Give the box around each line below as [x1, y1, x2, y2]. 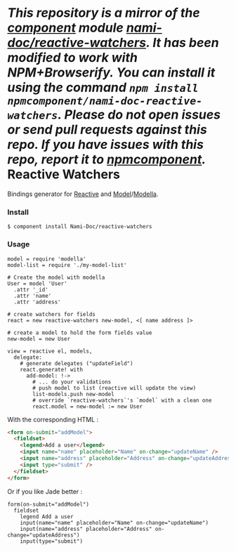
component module [7, 20, 124, 36]
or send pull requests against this [7, 121, 207, 138]
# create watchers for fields [7, 310, 96, 317]
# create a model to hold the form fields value [7, 329, 152, 336]
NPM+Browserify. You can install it [7, 65, 216, 81]
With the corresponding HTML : [7, 415, 99, 423]
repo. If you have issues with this [7, 137, 204, 152]
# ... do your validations [32, 378, 112, 386]
